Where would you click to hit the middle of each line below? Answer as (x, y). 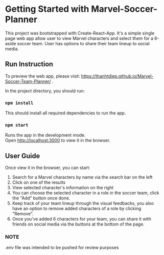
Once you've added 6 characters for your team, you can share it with (82, 219)
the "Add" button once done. (41, 198)
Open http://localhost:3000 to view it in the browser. (58, 141)
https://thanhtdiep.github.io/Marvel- (117, 76)
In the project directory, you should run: (45, 91)
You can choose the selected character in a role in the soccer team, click (86, 193)
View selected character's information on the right (63, 188)
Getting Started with (47, 9)
